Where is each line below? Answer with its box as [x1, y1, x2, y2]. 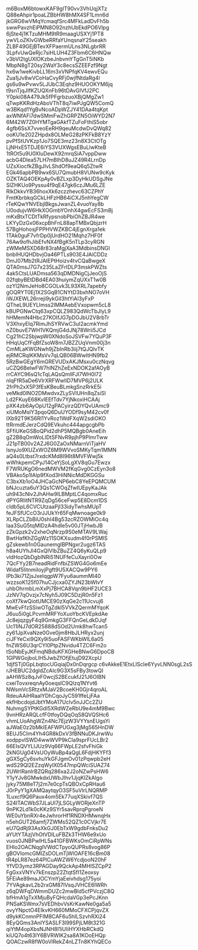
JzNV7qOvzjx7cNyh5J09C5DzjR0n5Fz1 [6, 592, 103, 598]
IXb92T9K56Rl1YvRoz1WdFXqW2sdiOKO [6, 415, 106, 422]
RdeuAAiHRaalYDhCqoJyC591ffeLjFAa [6, 692, 100, 699]
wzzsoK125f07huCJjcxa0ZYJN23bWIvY [6, 579, 104, 586]
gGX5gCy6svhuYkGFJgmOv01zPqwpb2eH [6, 755, 111, 762]
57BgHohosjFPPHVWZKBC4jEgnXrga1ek [6, 225, 106, 233]
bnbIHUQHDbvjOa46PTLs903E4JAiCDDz [6, 251, 108, 258]
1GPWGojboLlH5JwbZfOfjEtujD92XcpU [6, 654, 102, 661]
